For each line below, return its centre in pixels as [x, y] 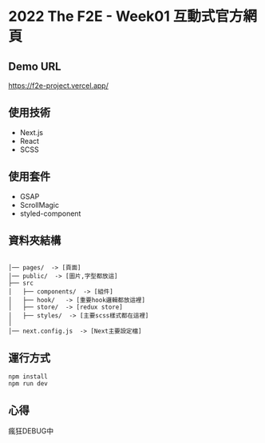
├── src [21, 283]
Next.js [32, 132]
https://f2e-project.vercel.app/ [59, 86]
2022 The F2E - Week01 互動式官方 [126, 16]
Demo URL [35, 66]
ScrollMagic [40, 205]
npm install [28, 377]
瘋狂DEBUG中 [31, 431]
